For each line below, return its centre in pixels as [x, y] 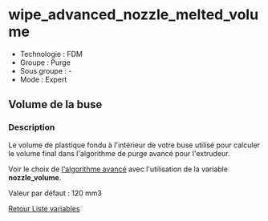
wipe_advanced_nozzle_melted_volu [134, 15]
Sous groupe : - [46, 70]
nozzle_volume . [35, 177]
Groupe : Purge [45, 62]
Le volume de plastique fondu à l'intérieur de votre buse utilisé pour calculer [134, 145]
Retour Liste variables [44, 208]
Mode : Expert [43, 79]
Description [32, 127]
